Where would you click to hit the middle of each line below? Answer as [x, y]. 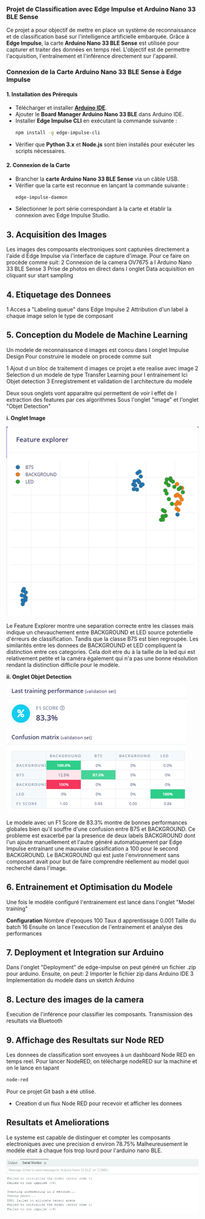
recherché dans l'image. [37, 868]
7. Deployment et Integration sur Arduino [85, 953]
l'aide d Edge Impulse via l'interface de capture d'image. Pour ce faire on [98, 256]
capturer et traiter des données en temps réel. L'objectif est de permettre [98, 50]
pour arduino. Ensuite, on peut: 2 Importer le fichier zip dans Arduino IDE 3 [100, 974]
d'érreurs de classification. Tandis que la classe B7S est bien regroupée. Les [103, 639]
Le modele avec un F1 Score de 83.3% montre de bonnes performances [97, 822]
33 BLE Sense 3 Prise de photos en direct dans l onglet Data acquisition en [100, 269]
